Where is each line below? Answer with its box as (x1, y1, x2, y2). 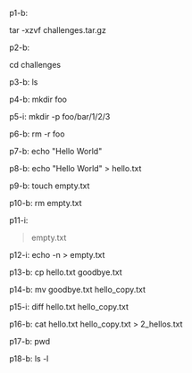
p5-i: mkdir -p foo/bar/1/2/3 (9, 112, 111, 121)
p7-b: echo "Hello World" (9, 146, 103, 156)
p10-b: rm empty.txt (9, 198, 82, 208)
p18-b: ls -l (9, 353, 49, 364)
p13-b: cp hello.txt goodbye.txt (9, 267, 122, 278)
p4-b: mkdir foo (9, 94, 67, 104)
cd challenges (9, 60, 61, 70)
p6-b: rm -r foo (9, 128, 65, 139)
